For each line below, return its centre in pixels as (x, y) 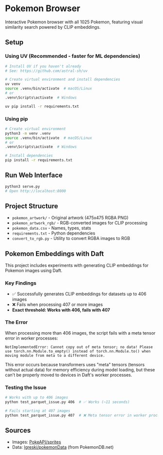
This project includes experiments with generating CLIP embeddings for (77, 266)
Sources (18, 430)
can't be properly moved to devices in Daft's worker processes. (69, 375)
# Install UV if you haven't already (43, 66)
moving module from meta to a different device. (55, 355)
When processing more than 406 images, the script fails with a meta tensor (80, 333)
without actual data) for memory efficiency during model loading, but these (80, 370)
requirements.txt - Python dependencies (54, 233)
